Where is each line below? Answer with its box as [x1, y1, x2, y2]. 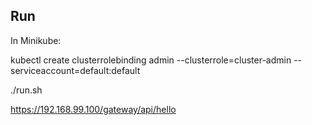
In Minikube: [10, 34, 62, 46]
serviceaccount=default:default [10, 64, 141, 76]
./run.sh [10, 84, 43, 96]
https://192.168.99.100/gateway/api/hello [10, 103, 177, 115]
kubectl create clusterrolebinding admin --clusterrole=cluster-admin [10, 54, 292, 66]
